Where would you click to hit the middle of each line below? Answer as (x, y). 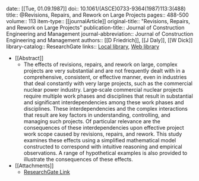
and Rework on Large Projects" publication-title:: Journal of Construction (95, 27)
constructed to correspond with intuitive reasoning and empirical (103, 146)
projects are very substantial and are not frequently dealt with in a (104, 71)
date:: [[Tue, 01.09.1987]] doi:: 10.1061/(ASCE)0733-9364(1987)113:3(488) (96, 9)
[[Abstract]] (29, 58)
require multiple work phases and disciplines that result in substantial (108, 96)
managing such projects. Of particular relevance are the (92, 121)
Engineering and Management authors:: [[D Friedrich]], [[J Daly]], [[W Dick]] (99, 40)
